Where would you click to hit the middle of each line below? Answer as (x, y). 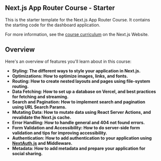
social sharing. (27, 153)
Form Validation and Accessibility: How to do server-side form (76, 127)
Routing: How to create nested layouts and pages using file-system (81, 81)
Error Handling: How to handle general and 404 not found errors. (78, 122)
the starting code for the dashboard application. (53, 25)
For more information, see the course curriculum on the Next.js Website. (77, 34)
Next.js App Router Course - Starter (60, 8)
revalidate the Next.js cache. (42, 117)
